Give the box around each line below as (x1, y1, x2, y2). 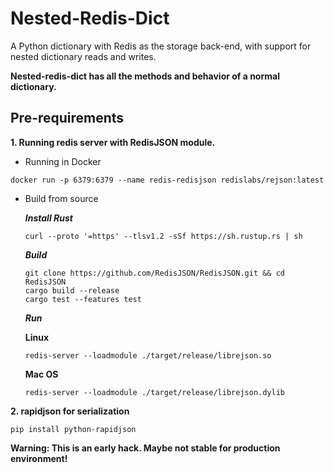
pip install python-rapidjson (10, 424, 137, 434)
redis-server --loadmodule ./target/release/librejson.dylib (24, 387, 286, 397)
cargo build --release (24, 285, 120, 296)
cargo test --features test (24, 294, 142, 304)
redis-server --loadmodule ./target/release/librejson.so (24, 350, 272, 361)
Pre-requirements (10, 110, 125, 127)
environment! (10, 452, 68, 464)
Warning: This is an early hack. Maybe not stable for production (10, 442, 281, 454)
